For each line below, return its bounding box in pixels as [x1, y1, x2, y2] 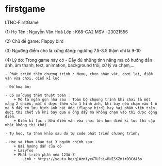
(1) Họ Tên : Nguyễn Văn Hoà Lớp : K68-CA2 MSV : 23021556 [5, 29, 128, 34]
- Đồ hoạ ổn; [5, 84, 32, 89]
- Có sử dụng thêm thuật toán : [5, 93, 70, 98]
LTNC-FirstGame [5, 19, 39, 25]
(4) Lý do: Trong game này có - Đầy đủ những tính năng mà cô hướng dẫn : [5, 57, 155, 63]
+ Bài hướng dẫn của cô [14, 144, 62, 149]
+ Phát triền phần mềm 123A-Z [14, 152, 75, 157]
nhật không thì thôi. [5, 122, 49, 127]
